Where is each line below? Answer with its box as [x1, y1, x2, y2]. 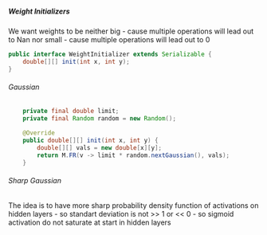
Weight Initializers [8, 6, 70, 16]
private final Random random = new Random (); [22, 114, 177, 123]
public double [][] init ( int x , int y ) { [22, 136, 159, 145]
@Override [22, 129, 56, 137]
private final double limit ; [22, 107, 120, 115]
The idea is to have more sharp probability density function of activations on [8, 201, 259, 210]
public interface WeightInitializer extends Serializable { [8, 50, 213, 58]
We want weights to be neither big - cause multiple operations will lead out [8, 26, 254, 36]
